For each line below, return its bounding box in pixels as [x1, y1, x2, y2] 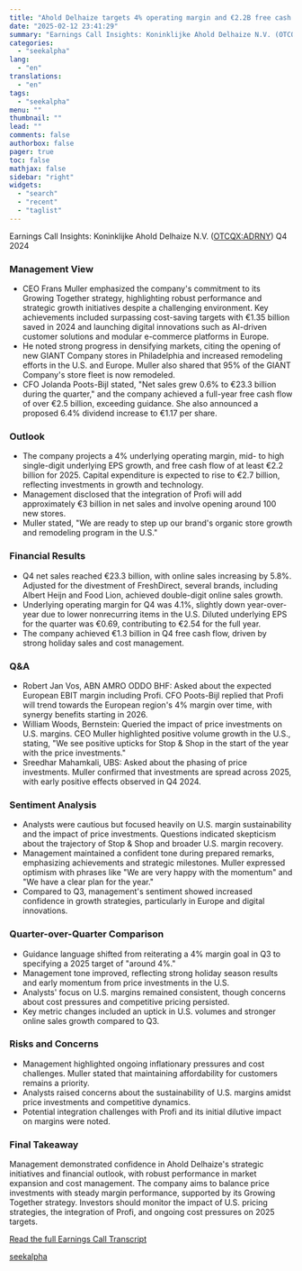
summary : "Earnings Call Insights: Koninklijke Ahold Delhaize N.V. [9, 30, 271, 39]
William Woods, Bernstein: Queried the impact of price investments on [22, 718, 283, 729]
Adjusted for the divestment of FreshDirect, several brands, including [22, 580, 279, 590]
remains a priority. [22, 1077, 90, 1088]
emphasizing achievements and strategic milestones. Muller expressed [22, 857, 286, 868]
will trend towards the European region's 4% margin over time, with [22, 700, 272, 710]
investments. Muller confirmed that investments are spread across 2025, [22, 766, 292, 777]
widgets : [9, 181, 42, 190]
